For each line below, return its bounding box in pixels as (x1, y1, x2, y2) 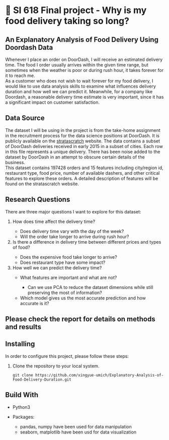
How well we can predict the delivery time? (12, 264, 102, 271)
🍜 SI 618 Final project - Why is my (5, 5, 147, 16)
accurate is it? (20, 300, 49, 306)
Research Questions (5, 195, 70, 204)
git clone (12, 373, 34, 378)
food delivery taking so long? (5, 15, 130, 27)
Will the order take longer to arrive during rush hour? (20, 234, 129, 240)
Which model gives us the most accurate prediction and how (20, 295, 146, 301)
